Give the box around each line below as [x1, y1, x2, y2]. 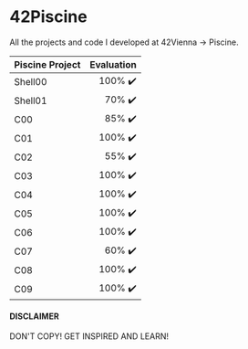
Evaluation [89, 58, 137, 70]
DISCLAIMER [9, 311, 59, 322]
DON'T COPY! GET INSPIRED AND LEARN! [9, 331, 169, 342]
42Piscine [9, 6, 88, 27]
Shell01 [14, 94, 47, 107]
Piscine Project [14, 58, 81, 70]
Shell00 [14, 76, 47, 89]
